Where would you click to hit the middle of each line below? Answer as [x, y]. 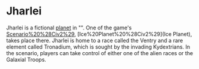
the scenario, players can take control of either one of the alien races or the [100, 53]
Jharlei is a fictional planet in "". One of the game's [69, 28]
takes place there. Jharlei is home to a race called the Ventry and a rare [95, 40]
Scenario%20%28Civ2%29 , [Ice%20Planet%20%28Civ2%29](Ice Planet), [99, 34]
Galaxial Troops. [26, 59]
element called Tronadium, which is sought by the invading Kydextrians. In [98, 47]
